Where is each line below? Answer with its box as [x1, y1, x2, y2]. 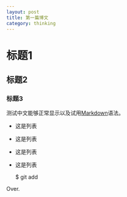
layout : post [6, 9, 40, 15]
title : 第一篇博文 [6, 15, 49, 21]
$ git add [15, 173, 38, 181]
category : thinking [6, 20, 56, 26]
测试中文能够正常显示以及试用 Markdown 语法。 [6, 109, 124, 116]
